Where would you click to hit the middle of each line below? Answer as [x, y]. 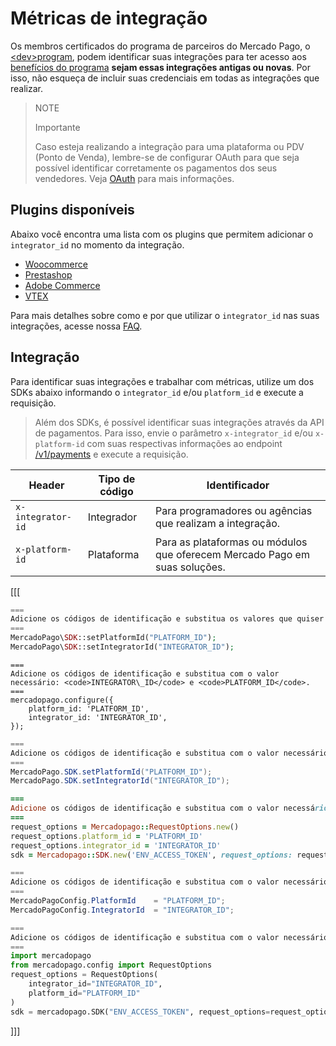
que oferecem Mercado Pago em [232, 554]
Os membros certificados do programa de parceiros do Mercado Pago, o [160, 46]
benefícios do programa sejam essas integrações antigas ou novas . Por [160, 67]
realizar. [27, 88]
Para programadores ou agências [234, 510]
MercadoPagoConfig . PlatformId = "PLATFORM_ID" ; [118, 901]
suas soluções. [190, 567]
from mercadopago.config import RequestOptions [111, 965]
